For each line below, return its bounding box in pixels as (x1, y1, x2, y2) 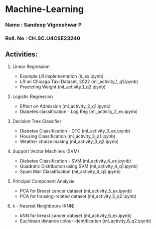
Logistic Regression (12, 93, 53, 99)
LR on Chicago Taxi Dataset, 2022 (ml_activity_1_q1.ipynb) (19, 78, 139, 84)
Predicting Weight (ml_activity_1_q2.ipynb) (19, 83, 106, 89)
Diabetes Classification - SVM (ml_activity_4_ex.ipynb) (19, 157, 131, 163)
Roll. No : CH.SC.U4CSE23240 (5, 35, 81, 42)
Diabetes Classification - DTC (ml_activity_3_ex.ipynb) (19, 127, 131, 133)
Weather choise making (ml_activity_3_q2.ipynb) (19, 138, 119, 144)
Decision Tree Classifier (12, 118, 62, 124)
